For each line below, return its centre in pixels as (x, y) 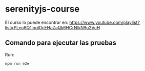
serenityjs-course (42, 9)
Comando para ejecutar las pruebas (61, 43)
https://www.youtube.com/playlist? (104, 22)
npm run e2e (17, 63)
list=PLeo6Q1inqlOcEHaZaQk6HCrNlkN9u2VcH (52, 27)
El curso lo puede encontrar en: (37, 22)
